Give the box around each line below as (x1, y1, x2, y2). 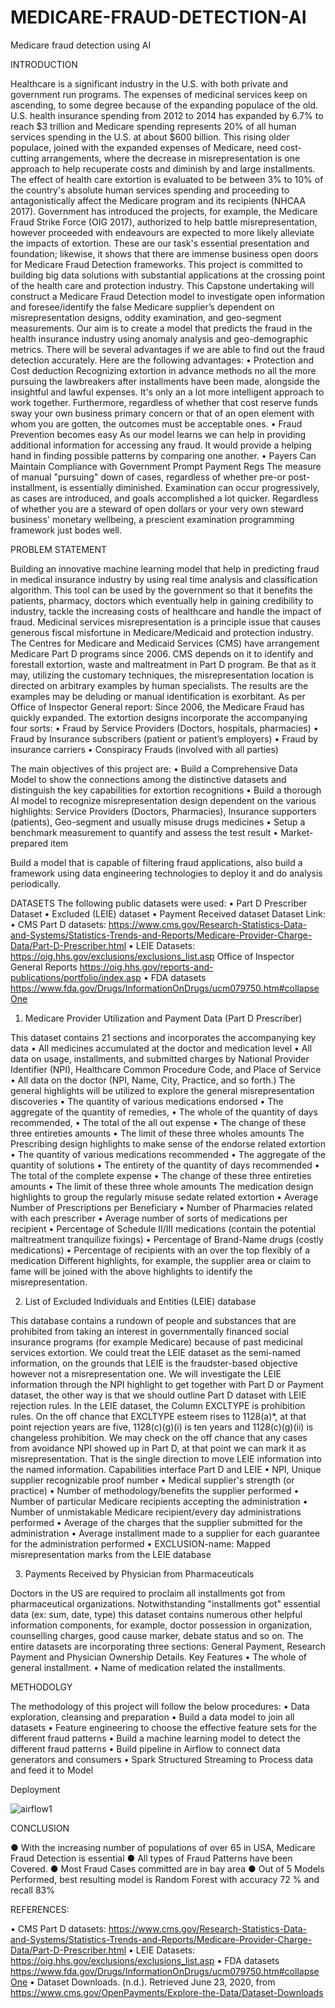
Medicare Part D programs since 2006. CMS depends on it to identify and (10, 647, 314, 660)
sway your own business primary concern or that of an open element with (10, 407, 315, 419)
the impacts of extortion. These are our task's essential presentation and (10, 237, 310, 249)
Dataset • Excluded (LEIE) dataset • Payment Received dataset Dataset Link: (10, 907, 326, 920)
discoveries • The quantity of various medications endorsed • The (10, 1095, 284, 1107)
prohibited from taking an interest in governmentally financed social (10, 1325, 290, 1337)
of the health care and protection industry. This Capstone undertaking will (10, 279, 315, 291)
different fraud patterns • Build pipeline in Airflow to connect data (10, 1742, 281, 1755)
